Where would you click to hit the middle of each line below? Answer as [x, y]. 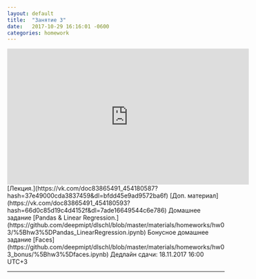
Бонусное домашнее [178, 233]
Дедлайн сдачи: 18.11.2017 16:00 [157, 254]
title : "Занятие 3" [37, 20]
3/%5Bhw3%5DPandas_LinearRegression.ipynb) [77, 233]
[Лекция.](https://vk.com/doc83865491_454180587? [83, 189]
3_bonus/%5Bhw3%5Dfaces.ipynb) [58, 254]
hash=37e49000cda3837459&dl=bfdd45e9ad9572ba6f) [88, 196]
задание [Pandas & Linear [44, 218]
